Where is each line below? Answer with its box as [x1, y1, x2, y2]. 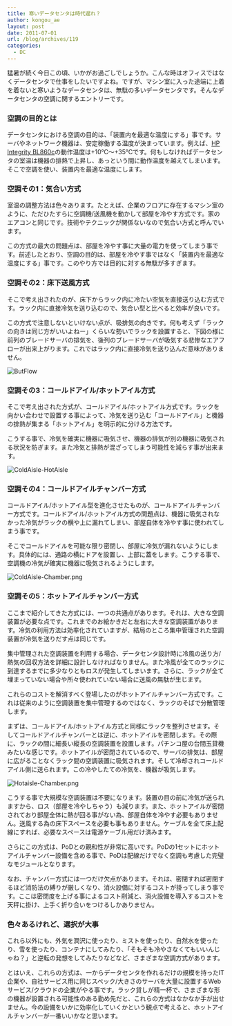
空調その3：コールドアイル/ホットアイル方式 [7, 385, 155, 395]
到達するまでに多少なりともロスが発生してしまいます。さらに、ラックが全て [7, 666, 224, 675]
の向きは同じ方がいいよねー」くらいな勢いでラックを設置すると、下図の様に [7, 327, 224, 336]
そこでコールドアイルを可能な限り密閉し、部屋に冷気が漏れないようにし [7, 542, 213, 550]
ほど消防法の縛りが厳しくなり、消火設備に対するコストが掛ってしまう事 [12, 883, 219, 891]
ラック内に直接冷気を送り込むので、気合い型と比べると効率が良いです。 [18, 304, 224, 312]
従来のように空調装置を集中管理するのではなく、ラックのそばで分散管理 [19, 698, 225, 706]
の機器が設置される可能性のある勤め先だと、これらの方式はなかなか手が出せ [7, 994, 225, 1002]
